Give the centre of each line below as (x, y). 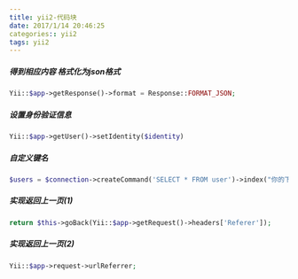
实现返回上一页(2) (42, 244)
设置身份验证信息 (40, 114)
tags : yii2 (29, 42)
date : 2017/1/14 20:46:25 (57, 26)
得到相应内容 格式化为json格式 (65, 71)
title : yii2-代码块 (43, 17)
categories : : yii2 (43, 34)
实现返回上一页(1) (41, 201)
